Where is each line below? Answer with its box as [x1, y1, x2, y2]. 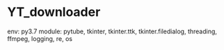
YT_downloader [7, 4, 101, 20]
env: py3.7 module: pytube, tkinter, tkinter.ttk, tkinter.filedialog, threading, [7, 27, 218, 35]
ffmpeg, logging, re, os [7, 34, 73, 42]
